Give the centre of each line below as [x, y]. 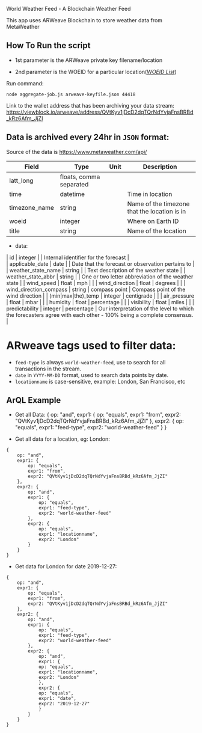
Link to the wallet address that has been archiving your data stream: [90, 105]
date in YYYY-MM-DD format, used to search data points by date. [92, 375]
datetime [72, 194]
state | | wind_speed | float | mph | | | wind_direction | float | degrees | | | [96, 283]
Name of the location [157, 231]
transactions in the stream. [48, 369]
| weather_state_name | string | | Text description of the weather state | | [96, 270]
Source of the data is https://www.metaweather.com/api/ [77, 152]
